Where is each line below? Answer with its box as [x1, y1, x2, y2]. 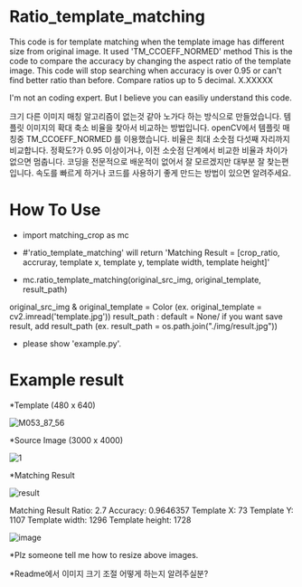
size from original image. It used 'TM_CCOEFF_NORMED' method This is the [9, 45, 293, 56]
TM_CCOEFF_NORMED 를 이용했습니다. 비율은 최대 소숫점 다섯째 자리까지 [25, 133, 291, 144]
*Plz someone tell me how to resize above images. [9, 549, 199, 560]
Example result [9, 370, 125, 391]
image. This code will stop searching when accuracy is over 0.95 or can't [9, 65, 282, 76]
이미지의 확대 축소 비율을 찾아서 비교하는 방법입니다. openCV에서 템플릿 [25, 122, 281, 133]
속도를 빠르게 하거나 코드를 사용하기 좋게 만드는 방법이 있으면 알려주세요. [35, 167, 292, 178]
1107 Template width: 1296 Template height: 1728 [9, 514, 192, 525]
